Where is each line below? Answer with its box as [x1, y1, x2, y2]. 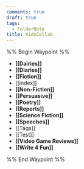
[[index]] [15, 80, 37, 87]
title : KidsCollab [6, 32, 53, 38]
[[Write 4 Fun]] [15, 144, 54, 151]
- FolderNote [12, 26, 45, 32]
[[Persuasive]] [15, 92, 53, 100]
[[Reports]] [15, 105, 44, 112]
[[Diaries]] [15, 66, 42, 74]
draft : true [6, 15, 37, 21]
